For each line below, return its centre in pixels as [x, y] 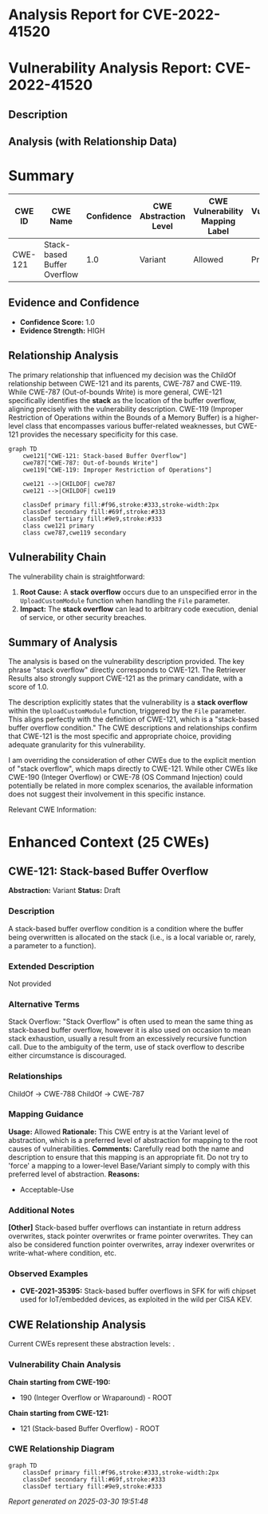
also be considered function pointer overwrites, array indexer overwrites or [132, 1245]
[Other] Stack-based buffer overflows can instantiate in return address [125, 1227]
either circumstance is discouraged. [67, 1056]
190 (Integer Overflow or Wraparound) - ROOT [96, 1397]
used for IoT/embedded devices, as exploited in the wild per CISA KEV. [136, 1299]
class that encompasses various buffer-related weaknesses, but [131, 425]
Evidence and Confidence [74, 303]
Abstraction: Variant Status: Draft [65, 891]
